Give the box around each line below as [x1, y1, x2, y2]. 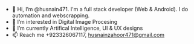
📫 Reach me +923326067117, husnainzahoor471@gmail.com [11, 32, 165, 38]
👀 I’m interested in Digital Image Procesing [11, 18, 118, 25]
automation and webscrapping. [11, 12, 89, 19]
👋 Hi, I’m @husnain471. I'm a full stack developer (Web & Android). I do [11, 6, 189, 12]
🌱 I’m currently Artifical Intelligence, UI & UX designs [11, 24, 143, 32]
